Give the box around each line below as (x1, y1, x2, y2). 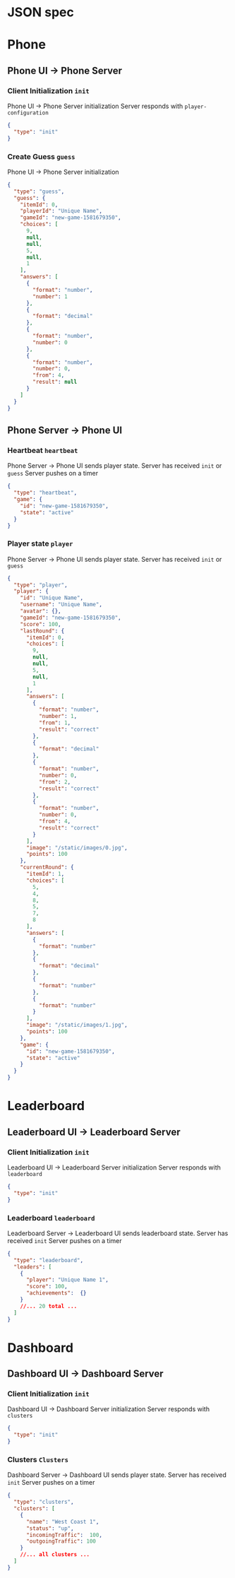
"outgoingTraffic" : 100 (25, 1538, 97, 1545)
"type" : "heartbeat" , (13, 489, 78, 497)
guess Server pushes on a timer (7, 469, 99, 478)
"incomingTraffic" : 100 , (25, 1531, 102, 1538)
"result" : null (32, 379, 78, 386)
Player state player (7, 538, 73, 548)
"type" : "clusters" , (13, 1499, 74, 1506)
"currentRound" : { (20, 864, 74, 871)
